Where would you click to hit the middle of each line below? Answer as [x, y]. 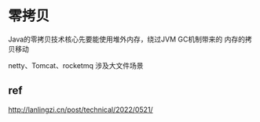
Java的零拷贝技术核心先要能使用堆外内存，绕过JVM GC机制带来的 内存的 [127, 39]
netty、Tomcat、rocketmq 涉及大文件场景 [76, 65]
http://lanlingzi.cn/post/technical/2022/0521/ [81, 109]
